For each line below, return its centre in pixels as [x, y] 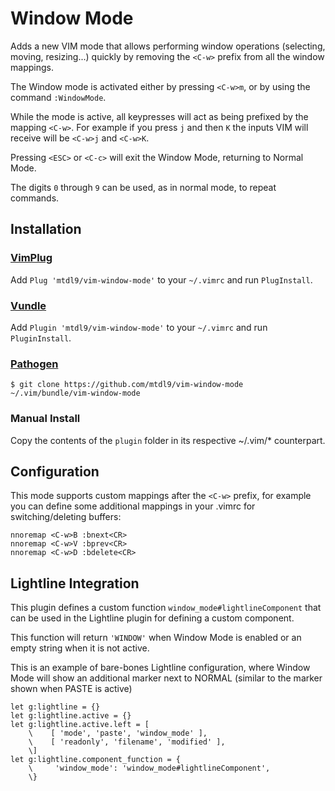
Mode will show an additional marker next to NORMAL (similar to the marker [166, 678]
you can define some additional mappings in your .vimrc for [133, 506]
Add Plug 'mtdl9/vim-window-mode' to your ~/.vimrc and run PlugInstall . [161, 279]
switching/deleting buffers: [66, 517]
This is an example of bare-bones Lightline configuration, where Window [160, 668]
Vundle [28, 305]
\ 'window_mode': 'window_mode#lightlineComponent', [149, 768]
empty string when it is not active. [80, 648]
